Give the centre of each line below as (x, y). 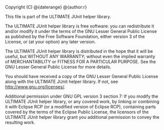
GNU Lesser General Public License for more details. (58, 67)
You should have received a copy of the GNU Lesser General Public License (82, 76)
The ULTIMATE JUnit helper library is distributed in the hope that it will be (79, 51)
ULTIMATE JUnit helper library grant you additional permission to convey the (82, 117)
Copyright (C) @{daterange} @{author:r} (46, 7)
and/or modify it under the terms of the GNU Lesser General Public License (81, 31)
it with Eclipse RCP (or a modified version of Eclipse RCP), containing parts (81, 107)
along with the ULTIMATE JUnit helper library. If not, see (62, 81)
